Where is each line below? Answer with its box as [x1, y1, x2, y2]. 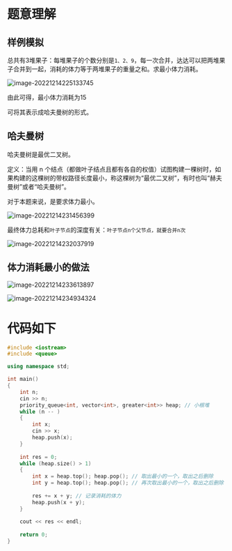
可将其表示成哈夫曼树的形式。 [7, 108, 92, 116]
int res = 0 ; [19, 453, 58, 460]
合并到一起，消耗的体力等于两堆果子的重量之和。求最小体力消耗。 [13, 65, 202, 73]
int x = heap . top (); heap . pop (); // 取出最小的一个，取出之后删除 [32, 473, 214, 480]
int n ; [19, 388, 39, 395]
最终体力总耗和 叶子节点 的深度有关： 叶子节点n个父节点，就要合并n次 [7, 225, 186, 234]
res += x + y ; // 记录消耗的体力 [32, 492, 122, 499]
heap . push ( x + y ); [32, 499, 85, 506]
